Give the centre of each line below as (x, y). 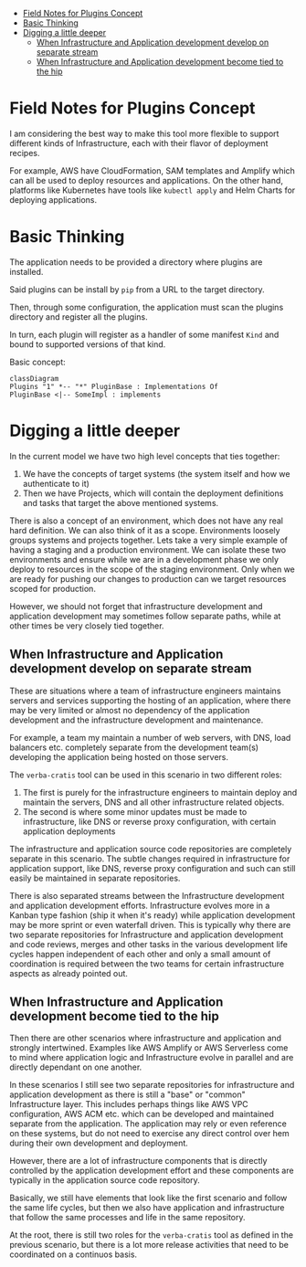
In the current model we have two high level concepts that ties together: (145, 456)
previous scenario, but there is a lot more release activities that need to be (149, 1245)
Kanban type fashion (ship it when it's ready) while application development (152, 915)
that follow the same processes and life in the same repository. (127, 1218)
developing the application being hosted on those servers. (119, 756)
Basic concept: (37, 362)
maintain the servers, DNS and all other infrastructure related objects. (153, 802)
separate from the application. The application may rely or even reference (148, 1124)
